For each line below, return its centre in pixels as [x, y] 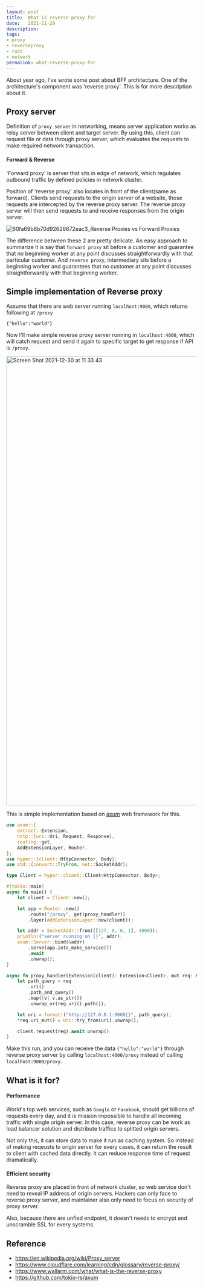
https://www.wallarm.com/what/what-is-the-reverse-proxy [88, 1271]
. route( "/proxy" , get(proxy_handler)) [77, 914]
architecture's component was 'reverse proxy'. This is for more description [99, 86]
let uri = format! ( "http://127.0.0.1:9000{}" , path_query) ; [94, 1015]
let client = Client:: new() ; [54, 897]
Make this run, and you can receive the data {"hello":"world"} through [95, 1048]
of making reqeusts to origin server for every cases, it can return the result [99, 1146]
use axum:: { [21, 825]
